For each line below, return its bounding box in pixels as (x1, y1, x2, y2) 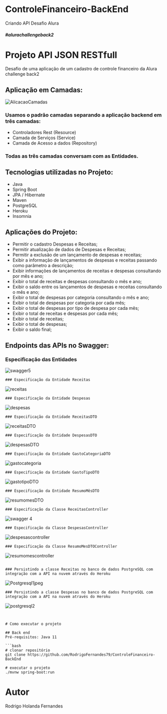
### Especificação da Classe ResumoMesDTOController (5, 544, 117, 549)
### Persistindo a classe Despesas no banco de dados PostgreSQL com (5, 589, 153, 594)
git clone (5, 652, 26, 657)
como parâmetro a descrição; (12, 263, 74, 269)
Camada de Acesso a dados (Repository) (12, 140, 97, 146)
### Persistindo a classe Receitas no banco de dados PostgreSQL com (5, 566, 153, 572)
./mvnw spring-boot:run (5, 669, 55, 675)
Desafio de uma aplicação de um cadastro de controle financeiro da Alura (5, 66, 157, 72)
